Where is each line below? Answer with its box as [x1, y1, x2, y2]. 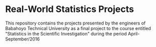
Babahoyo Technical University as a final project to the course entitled [5, 25, 151, 31]
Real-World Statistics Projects [5, 3, 134, 15]
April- [128, 30, 140, 36]
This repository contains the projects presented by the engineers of [5, 20, 146, 26]
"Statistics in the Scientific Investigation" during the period [5, 30, 127, 36]
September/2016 [5, 36, 40, 42]
